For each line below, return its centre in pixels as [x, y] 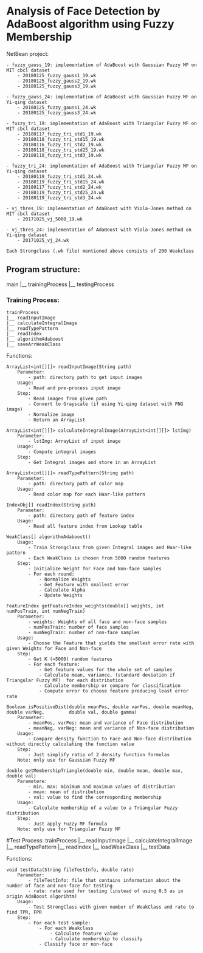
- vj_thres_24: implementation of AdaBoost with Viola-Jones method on [99, 230]
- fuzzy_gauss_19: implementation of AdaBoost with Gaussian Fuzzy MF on [102, 65]
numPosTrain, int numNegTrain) [46, 612]
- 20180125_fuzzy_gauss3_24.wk [57, 113]
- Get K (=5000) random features [71, 659]
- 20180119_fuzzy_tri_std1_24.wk [60, 176]
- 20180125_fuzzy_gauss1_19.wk [57, 75]
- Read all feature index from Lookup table [85, 527]
